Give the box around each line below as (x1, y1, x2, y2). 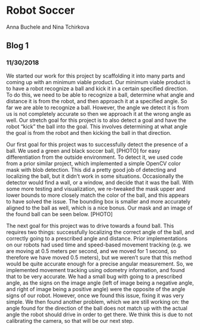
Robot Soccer (6, 4, 75, 17)
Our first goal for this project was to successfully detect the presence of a (6, 141, 188, 148)
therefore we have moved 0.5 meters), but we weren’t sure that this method (6, 254, 192, 261)
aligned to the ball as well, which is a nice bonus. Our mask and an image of (6, 204, 193, 211)
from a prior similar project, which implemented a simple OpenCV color (6, 159, 181, 167)
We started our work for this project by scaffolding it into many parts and (6, 72, 185, 79)
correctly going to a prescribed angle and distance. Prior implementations (6, 235, 188, 242)
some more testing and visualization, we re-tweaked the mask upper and (6, 185, 186, 192)
